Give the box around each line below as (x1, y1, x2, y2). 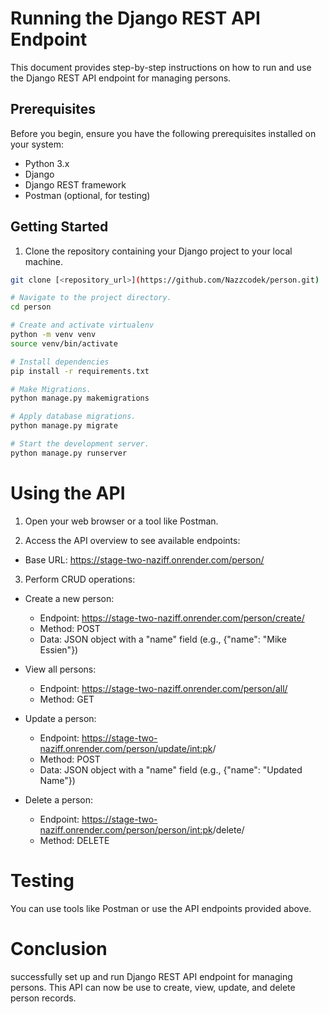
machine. (24, 255, 64, 267)
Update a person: (24, 712, 97, 724)
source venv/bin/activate (10, 338, 118, 349)
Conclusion (10, 937, 108, 960)
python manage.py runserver (10, 448, 128, 458)
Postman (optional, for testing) (24, 189, 151, 201)
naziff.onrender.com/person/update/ (39, 742, 190, 754)
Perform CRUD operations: (24, 573, 136, 585)
